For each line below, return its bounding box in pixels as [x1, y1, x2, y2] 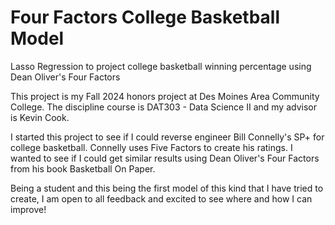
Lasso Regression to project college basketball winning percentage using [10, 60, 312, 72]
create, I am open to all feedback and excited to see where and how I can [10, 192, 313, 205]
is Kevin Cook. [10, 111, 70, 123]
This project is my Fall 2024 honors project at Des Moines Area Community [10, 90, 320, 102]
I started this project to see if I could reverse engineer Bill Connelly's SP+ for [10, 131, 325, 143]
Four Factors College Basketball [10, 6, 281, 29]
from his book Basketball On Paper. [10, 162, 156, 175]
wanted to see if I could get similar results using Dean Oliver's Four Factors [10, 152, 320, 164]
